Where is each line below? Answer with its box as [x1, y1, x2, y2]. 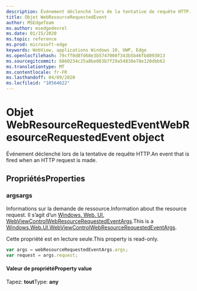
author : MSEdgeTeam [6, 20, 54, 25]
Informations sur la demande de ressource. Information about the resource [6, 205, 187, 212]
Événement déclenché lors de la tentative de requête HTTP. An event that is [6, 150, 189, 157]
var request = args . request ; [6, 252, 78, 258]
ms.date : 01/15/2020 [6, 31, 57, 37]
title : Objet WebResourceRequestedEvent [6, 14, 108, 20]
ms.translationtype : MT [6, 63, 65, 70]
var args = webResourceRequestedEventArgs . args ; [6, 247, 128, 253]
